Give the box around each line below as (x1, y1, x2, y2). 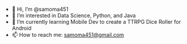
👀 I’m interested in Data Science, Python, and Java (11, 12, 136, 19)
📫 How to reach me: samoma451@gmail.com (11, 32, 124, 38)
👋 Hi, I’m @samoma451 (11, 6, 68, 12)
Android (11, 24, 32, 32)
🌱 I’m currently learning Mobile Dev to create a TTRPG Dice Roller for (11, 18, 182, 25)
